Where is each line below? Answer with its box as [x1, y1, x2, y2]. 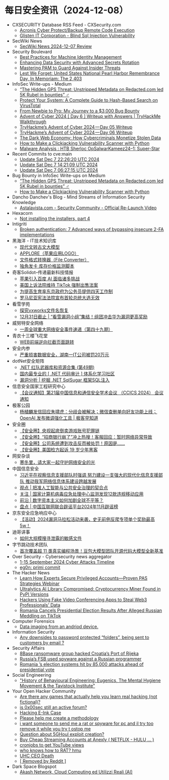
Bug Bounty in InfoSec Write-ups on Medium [12, 172, 106, 178]
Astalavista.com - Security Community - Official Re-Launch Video [19, 205, 157, 211]
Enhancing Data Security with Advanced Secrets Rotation [19, 59, 140, 65]
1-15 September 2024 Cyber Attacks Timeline [19, 559, 115, 565]
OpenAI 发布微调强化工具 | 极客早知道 [19, 415, 99, 421]
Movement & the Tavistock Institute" [19, 682, 96, 689]
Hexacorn [12, 210, 33, 216]
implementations [19, 231, 55, 238]
